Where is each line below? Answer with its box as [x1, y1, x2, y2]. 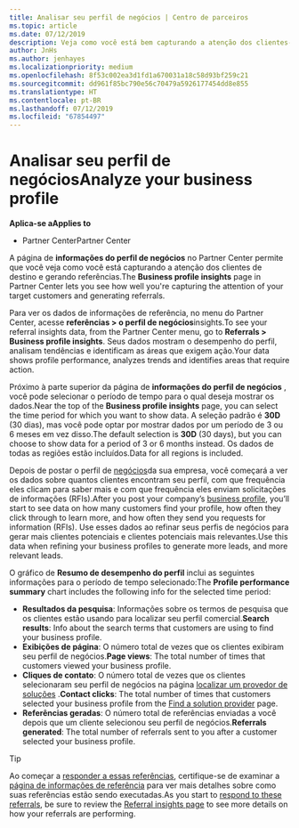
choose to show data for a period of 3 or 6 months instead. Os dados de [9, 438, 274, 450]
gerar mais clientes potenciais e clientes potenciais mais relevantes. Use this [9, 532, 288, 542]
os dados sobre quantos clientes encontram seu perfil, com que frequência [9, 475, 286, 485]
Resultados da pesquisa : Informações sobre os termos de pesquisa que [21, 604, 289, 614]
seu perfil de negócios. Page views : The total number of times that [21, 651, 265, 662]
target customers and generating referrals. [9, 290, 166, 301]
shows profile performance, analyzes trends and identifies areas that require [9, 355, 290, 366]
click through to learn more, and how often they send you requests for [9, 513, 266, 524]
